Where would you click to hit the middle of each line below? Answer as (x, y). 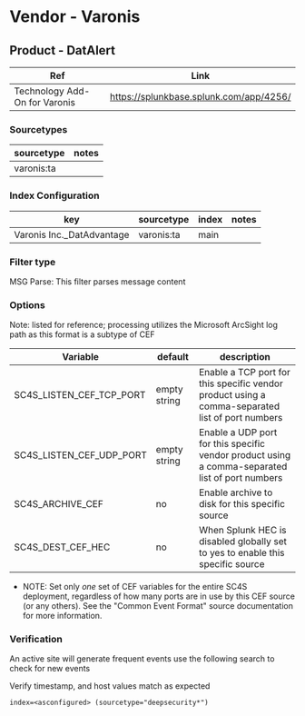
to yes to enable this (241, 553)
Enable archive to (236, 492)
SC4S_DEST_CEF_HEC (62, 547)
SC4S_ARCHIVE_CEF (59, 504)
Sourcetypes (39, 129)
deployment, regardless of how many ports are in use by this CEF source (158, 596)
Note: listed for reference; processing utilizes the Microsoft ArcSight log (144, 325)
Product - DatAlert (63, 50)
